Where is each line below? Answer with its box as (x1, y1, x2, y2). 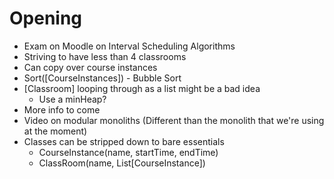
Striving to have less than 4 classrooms (23, 50, 187, 62)
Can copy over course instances (23, 61, 158, 73)
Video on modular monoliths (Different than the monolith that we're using (23, 114, 325, 126)
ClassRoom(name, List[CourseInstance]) (38, 157, 206, 169)
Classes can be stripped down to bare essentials (23, 135, 225, 147)
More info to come (23, 103, 101, 116)
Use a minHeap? (38, 93, 107, 105)
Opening (9, 7, 83, 30)
